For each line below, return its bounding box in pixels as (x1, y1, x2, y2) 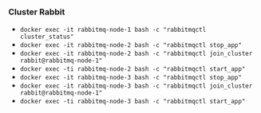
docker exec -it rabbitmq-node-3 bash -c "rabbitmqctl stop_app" (19, 74, 242, 82)
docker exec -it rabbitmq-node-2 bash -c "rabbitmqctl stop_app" (19, 41, 242, 49)
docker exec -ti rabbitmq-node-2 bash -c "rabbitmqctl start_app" (19, 65, 246, 73)
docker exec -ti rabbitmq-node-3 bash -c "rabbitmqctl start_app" (19, 98, 246, 106)
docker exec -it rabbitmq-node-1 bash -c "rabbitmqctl (19, 26, 207, 34)
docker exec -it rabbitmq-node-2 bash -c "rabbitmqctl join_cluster (19, 50, 253, 58)
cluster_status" (19, 33, 74, 41)
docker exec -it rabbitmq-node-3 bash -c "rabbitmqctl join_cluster (19, 82, 253, 90)
